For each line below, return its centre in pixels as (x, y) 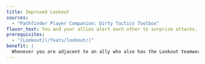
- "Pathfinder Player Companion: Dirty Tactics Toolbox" (86, 23)
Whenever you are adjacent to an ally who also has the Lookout (95, 52)
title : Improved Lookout (38, 12)
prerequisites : (26, 35)
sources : (17, 18)
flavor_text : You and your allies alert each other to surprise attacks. (102, 29)
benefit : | (20, 46)
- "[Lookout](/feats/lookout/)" (53, 40)
